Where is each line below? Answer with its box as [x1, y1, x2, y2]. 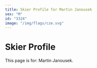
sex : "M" [5, 12, 23, 17]
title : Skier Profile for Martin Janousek [5, 7, 92, 12]
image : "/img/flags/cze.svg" [5, 20, 64, 26]
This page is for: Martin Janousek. [5, 58, 74, 64]
